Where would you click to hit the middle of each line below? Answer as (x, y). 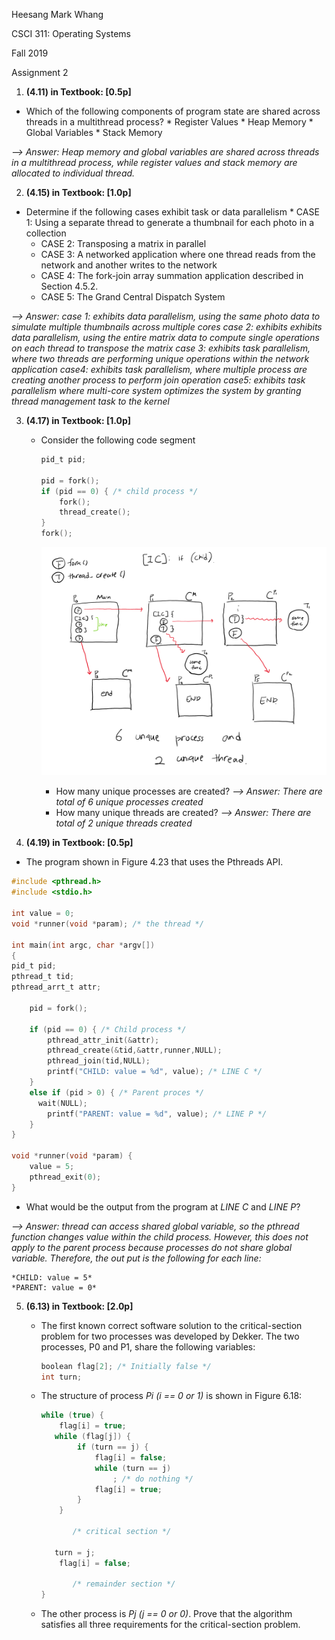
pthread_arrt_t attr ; (56, 987)
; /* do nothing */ (153, 1479)
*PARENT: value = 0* (54, 1287)
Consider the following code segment (118, 440)
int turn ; (61, 1377)
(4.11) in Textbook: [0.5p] (78, 92)
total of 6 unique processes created (129, 802)
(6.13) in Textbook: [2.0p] (79, 1306)
